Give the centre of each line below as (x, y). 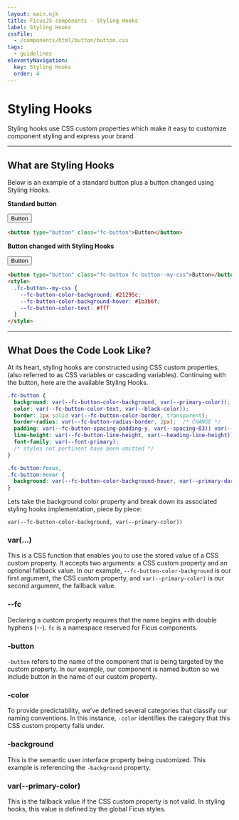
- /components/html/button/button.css (71, 41)
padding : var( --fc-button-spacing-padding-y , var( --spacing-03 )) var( (121, 429)
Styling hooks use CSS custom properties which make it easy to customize (117, 128)
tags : (15, 47)
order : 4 (27, 73)
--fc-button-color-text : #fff (65, 308)
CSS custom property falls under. (56, 726)
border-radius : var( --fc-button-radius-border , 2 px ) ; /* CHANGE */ (117, 422)
